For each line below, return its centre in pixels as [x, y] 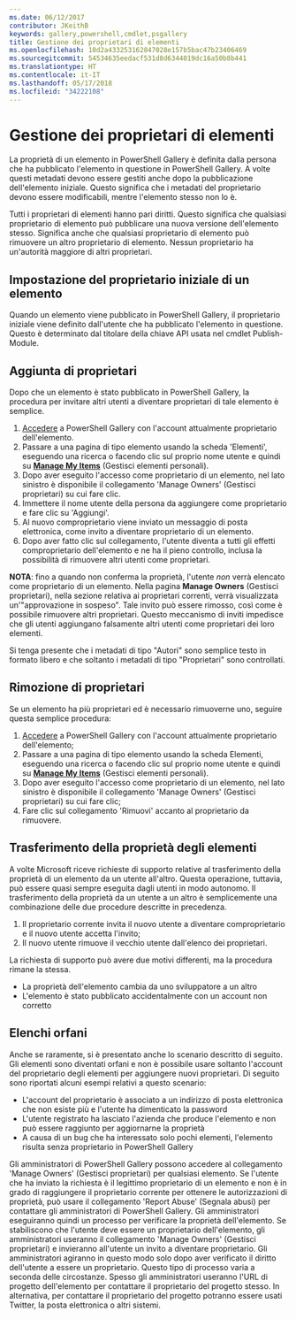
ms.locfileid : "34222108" [57, 91]
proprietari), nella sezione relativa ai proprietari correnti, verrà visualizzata [144, 596]
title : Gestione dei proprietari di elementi [94, 42]
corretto [37, 1005]
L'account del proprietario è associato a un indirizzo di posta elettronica [152, 1100]
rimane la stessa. [40, 969]
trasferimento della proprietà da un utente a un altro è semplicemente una [143, 897]
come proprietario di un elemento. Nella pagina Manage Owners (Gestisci [144, 587]
